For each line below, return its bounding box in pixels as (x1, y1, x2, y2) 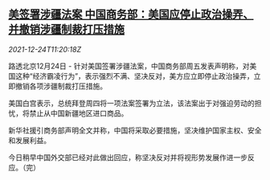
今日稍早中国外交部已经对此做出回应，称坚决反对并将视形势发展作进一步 (8, 152, 247, 162)
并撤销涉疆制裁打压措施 (8, 22, 125, 36)
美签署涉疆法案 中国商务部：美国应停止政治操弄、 (8, 7, 254, 22)
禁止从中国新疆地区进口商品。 (29, 108, 129, 118)
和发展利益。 (8, 135, 51, 145)
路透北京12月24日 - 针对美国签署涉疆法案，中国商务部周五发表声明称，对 (8, 61, 250, 71)
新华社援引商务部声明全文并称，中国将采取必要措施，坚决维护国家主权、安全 (8, 125, 262, 135)
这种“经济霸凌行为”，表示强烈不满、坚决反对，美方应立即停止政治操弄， (14, 71, 255, 80)
